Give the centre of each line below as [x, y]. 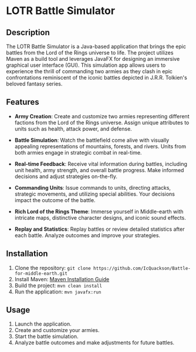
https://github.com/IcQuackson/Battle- [142, 268]
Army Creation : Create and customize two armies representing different [102, 116]
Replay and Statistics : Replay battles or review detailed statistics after [99, 229]
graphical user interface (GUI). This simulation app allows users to [86, 65]
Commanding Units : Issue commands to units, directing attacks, [93, 187]
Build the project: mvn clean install [58, 285]
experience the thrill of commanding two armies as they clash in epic [89, 71]
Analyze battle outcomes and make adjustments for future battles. [94, 343]
